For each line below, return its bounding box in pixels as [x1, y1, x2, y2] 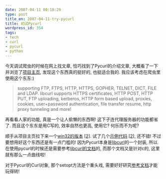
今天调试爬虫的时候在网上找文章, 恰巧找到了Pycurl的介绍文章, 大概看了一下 [5, 63, 158, 69]
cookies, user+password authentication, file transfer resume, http [17, 101, 152, 107]
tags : [5, 30, 16, 35]
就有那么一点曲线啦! [5, 151, 46, 157]
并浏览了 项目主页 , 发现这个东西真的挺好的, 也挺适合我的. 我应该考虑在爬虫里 [5, 69, 161, 75]
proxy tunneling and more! [17, 106, 72, 112]
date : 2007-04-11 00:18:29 [5, 7, 61, 12]
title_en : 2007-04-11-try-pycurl [5, 16, 75, 21]
